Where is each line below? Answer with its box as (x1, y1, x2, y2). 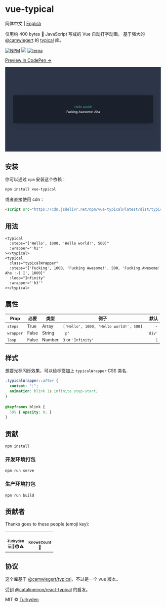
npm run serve (5, 468, 35, 473)
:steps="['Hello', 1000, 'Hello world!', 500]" (9, 241, 110, 246)
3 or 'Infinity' (62, 337, 94, 343)
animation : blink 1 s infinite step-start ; (9, 389, 98, 394)
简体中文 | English (5, 20, 41, 26)
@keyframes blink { (5, 404, 45, 409)
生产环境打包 (5, 481, 36, 488)
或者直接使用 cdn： (5, 196, 44, 202)
